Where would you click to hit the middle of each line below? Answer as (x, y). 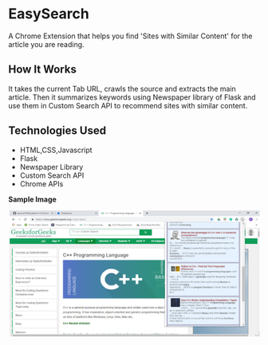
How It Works (43, 70)
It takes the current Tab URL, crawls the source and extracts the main (122, 88)
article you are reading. (47, 44)
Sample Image (33, 199)
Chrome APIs (41, 183)
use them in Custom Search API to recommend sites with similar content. (128, 105)
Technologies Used (57, 131)
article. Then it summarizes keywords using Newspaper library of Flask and (132, 97)
